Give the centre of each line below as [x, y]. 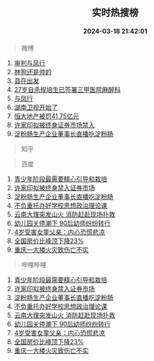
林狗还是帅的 [32, 71]
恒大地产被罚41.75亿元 [47, 116]
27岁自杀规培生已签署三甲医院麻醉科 [67, 89]
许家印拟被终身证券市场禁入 [54, 125]
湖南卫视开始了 [36, 107]
